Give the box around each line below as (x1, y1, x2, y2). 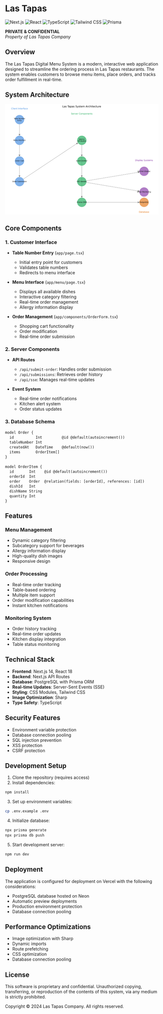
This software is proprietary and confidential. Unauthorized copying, (5, 984, 142, 990)
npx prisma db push (5, 833, 45, 838)
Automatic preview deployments (12, 898, 77, 904)
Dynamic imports (12, 941, 47, 947)
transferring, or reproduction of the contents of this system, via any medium (5, 989, 157, 995)
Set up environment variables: (12, 799, 72, 805)
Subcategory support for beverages (12, 543, 84, 549)
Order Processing (5, 571, 48, 577)
